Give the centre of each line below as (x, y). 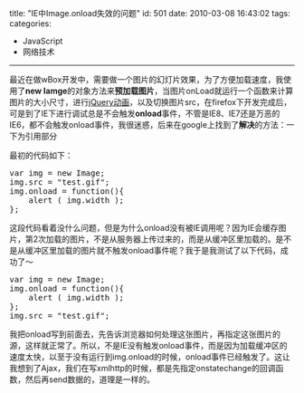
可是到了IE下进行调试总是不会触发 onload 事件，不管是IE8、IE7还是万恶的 (145, 113)
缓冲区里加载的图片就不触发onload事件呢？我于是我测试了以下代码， (153, 250)
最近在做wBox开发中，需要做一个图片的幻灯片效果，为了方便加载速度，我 (147, 79)
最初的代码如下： (41, 155)
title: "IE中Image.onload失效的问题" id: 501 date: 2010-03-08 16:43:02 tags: (150, 13)
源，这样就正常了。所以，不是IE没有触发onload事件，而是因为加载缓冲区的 (148, 345)
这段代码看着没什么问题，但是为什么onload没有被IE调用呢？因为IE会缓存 (144, 228)
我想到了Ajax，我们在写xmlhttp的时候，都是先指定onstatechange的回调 (142, 368)
